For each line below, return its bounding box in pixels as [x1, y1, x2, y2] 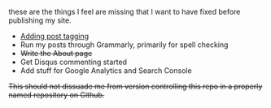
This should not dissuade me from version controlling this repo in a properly [8, 81, 263, 91]
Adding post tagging [20, 32, 90, 41]
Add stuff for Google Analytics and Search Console [20, 66, 193, 76]
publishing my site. [8, 15, 72, 25]
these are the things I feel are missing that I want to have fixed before [8, 7, 241, 16]
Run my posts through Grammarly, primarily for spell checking [20, 40, 229, 50]
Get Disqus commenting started [20, 57, 128, 67]
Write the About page [20, 49, 93, 58]
